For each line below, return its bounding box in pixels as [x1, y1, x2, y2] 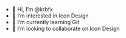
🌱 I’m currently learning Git [12, 19, 80, 25]
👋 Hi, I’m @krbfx [12, 6, 54, 13]
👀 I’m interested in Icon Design [12, 12, 89, 19]
